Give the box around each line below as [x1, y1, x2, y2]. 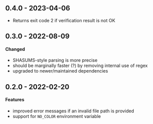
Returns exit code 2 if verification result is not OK [12, 17, 116, 23]
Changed [5, 46, 25, 52]
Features [5, 97, 24, 103]
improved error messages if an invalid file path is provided [12, 108, 134, 114]
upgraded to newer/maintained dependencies [12, 68, 108, 74]
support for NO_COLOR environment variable [12, 113, 101, 119]
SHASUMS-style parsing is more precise [12, 57, 98, 64]
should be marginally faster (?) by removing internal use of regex [12, 63, 148, 69]
